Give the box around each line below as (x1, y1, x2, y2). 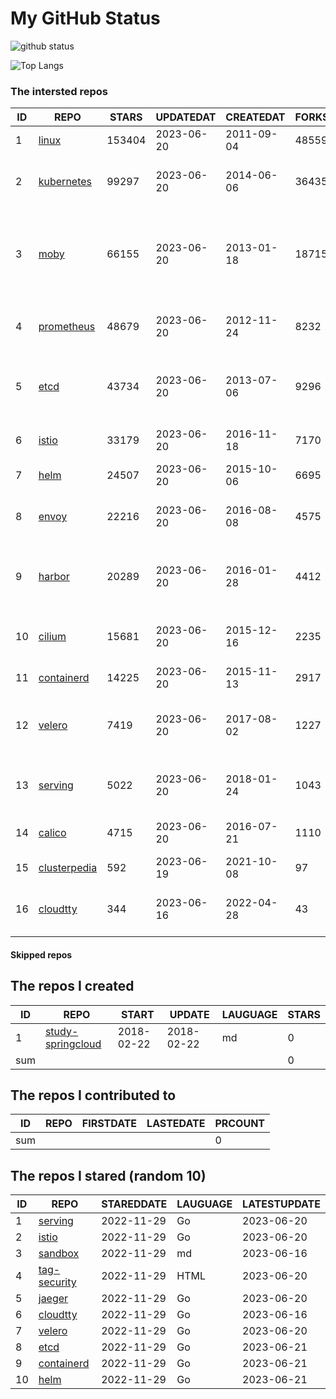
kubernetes (38, 175, 93, 189)
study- (44, 1024, 79, 1038)
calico (38, 826, 67, 840)
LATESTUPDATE (242, 1197, 321, 1211)
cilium (38, 630, 67, 644)
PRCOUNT (214, 1117, 266, 1131)
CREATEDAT (225, 110, 286, 124)
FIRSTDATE (81, 1117, 138, 1131)
